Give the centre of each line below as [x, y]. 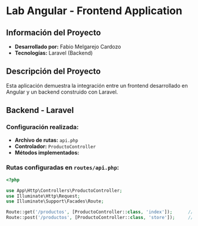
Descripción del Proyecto [54, 72]
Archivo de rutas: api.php [46, 140]
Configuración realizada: [42, 127]
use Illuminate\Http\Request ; [43, 196]
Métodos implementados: [47, 152]
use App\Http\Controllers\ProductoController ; [64, 190]
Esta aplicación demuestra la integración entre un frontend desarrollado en [97, 85]
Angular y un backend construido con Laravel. [62, 92]
